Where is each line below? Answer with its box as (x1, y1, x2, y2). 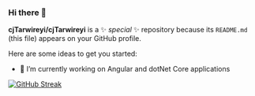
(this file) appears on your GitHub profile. (8, 34, 142, 43)
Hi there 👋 (8, 7, 47, 18)
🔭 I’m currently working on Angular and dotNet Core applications (19, 65, 231, 74)
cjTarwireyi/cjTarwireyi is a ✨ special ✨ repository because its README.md (8, 25, 248, 35)
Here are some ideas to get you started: (8, 49, 138, 58)
